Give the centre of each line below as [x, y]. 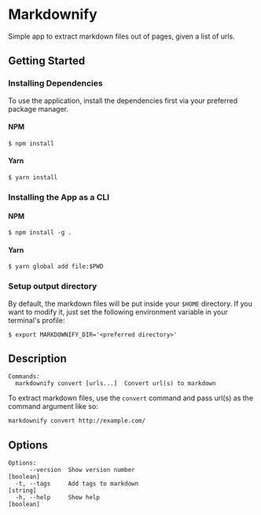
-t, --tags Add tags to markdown [77, 484]
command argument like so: [53, 406]
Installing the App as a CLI [59, 197]
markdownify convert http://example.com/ [77, 421]
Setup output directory [53, 286]
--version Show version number [82, 470]
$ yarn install [33, 178]
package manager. [39, 109]
